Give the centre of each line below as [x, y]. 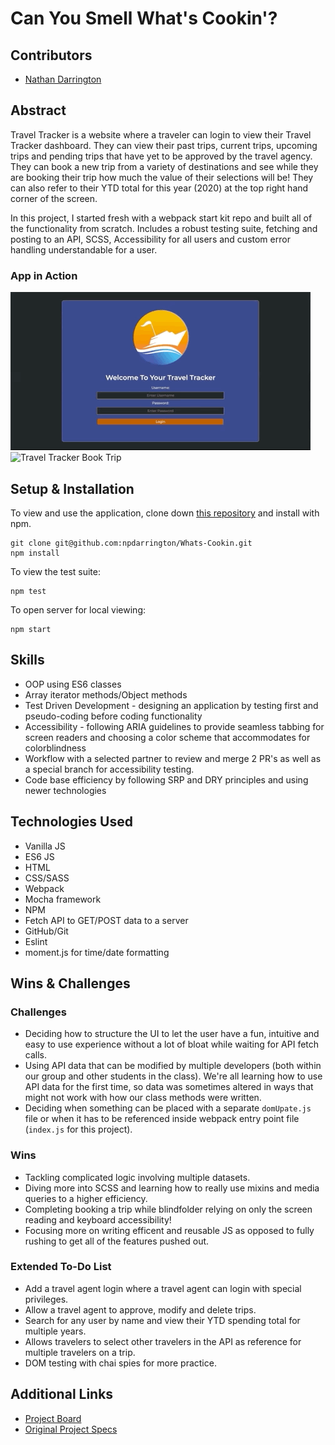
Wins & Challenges [70, 983]
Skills [27, 660]
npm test [28, 591]
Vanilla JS [45, 846]
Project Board [53, 1418]
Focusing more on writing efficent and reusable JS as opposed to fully [169, 1230]
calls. [35, 1055]
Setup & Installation [72, 488]
